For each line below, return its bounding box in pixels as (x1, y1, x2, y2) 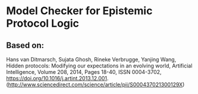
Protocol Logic (6, 17, 79, 30)
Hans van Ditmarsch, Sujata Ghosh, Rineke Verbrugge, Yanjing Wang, (6, 56, 177, 63)
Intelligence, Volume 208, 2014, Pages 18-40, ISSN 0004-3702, (6, 69, 162, 75)
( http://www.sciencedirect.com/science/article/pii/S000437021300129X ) (6, 81, 185, 88)
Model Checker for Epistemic (6, 4, 153, 18)
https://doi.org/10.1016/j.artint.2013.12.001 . (6, 75, 109, 82)
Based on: (6, 40, 45, 50)
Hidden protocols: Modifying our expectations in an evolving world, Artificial (6, 62, 193, 69)
